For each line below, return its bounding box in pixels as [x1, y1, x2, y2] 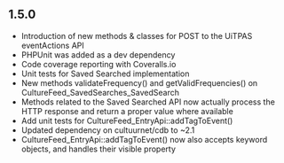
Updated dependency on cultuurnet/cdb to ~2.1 [20, 124, 195, 136]
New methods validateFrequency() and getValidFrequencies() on [20, 77, 258, 88]
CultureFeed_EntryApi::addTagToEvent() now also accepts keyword [20, 134, 268, 144]
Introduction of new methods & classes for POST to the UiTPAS [20, 30, 253, 41]
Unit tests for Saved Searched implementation [20, 68, 190, 79]
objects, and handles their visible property [20, 144, 177, 154]
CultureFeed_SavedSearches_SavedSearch [20, 87, 179, 97]
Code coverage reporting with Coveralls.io [20, 58, 177, 69]
